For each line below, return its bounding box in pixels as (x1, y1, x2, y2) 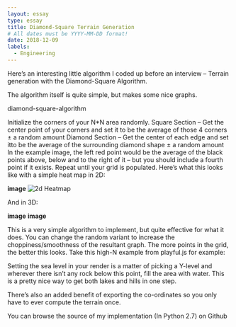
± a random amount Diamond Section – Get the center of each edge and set (7, 132, 229, 142)
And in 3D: (7, 197, 38, 206)
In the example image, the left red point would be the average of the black (7, 148, 223, 156)
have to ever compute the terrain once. (7, 298, 121, 306)
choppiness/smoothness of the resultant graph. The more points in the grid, (7, 240, 229, 248)
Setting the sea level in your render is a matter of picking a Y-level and (7, 261, 213, 270)
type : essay (7, 17, 43, 24)
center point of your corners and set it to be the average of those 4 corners (7, 125, 227, 134)
